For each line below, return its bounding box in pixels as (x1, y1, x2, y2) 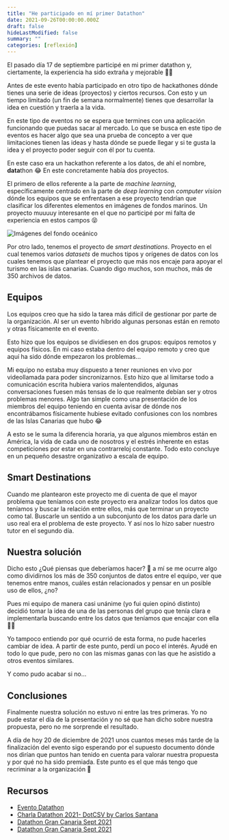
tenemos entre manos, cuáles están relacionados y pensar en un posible (7, 579, 212, 587)
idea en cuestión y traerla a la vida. (7, 104, 106, 111)
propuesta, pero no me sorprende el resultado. (7, 723, 139, 731)
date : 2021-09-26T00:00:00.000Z (7, 16, 99, 23)
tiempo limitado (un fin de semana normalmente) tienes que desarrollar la (7, 96, 214, 104)
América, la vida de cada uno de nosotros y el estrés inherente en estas (7, 437, 209, 445)
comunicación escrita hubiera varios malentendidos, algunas (7, 380, 179, 388)
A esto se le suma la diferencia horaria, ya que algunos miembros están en (7, 430, 217, 438)
